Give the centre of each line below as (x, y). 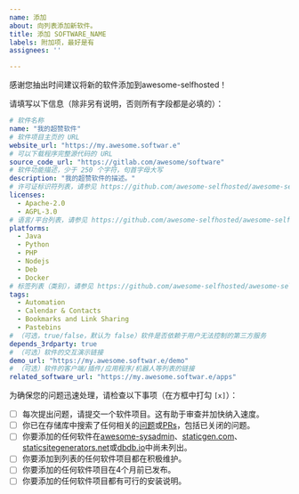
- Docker (33, 278)
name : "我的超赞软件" (45, 129)
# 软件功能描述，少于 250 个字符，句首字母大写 (86, 170)
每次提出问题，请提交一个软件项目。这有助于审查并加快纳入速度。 (143, 414)
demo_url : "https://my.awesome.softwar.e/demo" (99, 360)
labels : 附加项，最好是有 (52, 42)
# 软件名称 (27, 121)
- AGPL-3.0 (37, 211)
